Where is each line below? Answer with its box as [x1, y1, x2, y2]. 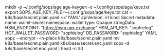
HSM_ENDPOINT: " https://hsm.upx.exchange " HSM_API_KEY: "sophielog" [5, 25, 153, 31]
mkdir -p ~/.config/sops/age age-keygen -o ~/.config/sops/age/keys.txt [5, 4, 150, 10]
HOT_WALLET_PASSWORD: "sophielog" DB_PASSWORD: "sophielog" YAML [5, 30, 157, 36]
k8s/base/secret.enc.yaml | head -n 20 [5, 46, 84, 51]
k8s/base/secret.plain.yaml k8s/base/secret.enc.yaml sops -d [5, 40, 129, 46]
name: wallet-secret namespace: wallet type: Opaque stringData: [5, 19, 136, 25]
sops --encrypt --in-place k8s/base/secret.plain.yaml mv [5, 35, 120, 41]
